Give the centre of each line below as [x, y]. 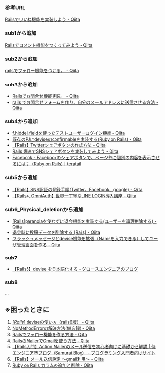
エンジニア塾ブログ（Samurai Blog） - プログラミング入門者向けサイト [84, 353]
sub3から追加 [21, 85]
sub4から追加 [22, 121]
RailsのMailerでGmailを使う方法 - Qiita [51, 341]
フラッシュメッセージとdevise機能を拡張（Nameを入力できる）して [81, 239]
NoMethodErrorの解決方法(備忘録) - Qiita [54, 328]
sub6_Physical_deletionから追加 [44, 209]
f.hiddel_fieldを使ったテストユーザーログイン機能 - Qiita [69, 133]
